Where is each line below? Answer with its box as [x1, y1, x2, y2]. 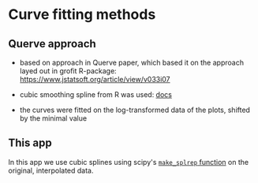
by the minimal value [19, 114, 88, 123]
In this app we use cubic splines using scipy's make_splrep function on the [8, 157, 249, 166]
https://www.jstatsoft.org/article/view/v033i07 [19, 75, 171, 84]
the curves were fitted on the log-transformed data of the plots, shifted [19, 105, 251, 114]
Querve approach [8, 37, 96, 50]
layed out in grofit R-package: [19, 66, 117, 76]
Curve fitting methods [8, 6, 156, 24]
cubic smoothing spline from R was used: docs [19, 90, 172, 99]
